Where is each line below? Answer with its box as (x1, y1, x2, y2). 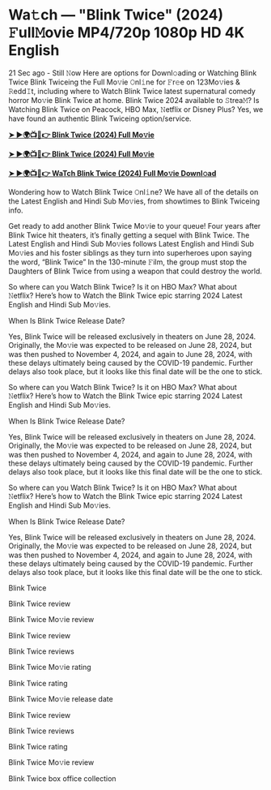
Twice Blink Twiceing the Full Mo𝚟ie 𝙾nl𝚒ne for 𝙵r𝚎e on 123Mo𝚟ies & (8, 77, 240, 87)
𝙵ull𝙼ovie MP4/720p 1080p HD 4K (8, 24, 245, 42)
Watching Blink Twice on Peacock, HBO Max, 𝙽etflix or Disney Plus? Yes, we (8, 104, 264, 114)
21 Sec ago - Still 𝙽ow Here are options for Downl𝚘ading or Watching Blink (8, 67, 257, 78)
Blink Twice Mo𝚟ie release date (8, 693, 113, 703)
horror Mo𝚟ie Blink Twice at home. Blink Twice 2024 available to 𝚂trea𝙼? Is (8, 95, 260, 105)
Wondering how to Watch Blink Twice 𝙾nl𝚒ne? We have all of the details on (8, 187, 259, 196)
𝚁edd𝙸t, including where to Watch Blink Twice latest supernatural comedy (8, 86, 256, 96)
